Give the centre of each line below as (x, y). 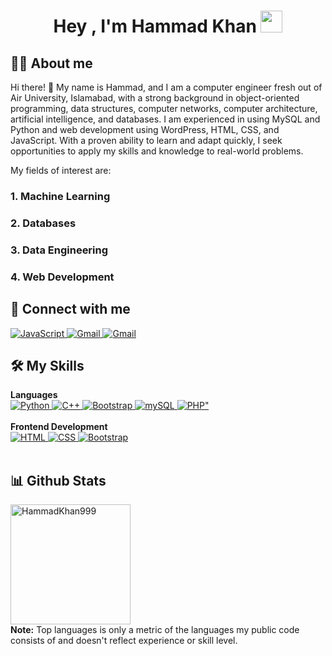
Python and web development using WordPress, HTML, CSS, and (145, 129)
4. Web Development (62, 277)
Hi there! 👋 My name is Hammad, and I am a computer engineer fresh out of (166, 87)
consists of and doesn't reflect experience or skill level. (124, 641)
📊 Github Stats (58, 480)
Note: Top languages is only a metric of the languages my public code (155, 630)
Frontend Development (59, 427)
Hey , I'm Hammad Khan (155, 26)
